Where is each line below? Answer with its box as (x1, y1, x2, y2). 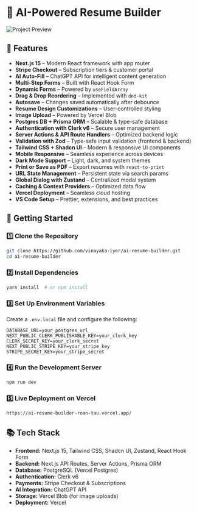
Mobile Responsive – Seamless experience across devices (15, 150, 164, 157)
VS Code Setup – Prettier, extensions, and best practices (15, 195, 158, 203)
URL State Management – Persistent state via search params (15, 169, 169, 177)
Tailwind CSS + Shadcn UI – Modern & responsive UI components (15, 143, 181, 151)
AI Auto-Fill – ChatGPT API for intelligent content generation (15, 73, 167, 80)
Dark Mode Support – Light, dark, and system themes (15, 157, 151, 164)
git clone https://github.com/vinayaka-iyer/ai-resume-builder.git (6, 248, 181, 254)
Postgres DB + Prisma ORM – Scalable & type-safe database (15, 118, 168, 125)
